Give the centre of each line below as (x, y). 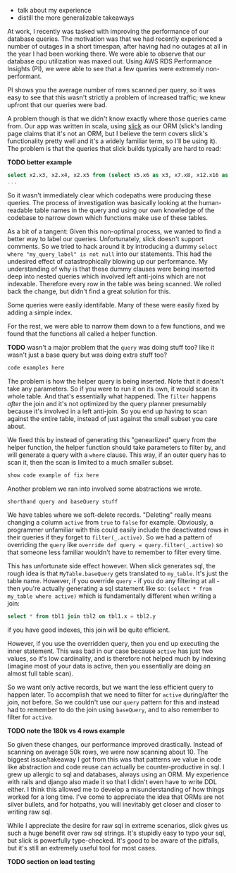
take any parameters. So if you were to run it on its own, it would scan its (113, 389)
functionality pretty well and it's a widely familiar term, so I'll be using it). (112, 141)
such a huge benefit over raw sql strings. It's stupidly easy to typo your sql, (117, 833)
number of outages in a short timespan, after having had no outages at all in (117, 46)
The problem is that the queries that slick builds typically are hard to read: (114, 148)
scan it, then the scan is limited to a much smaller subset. (91, 462)
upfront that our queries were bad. (57, 105)
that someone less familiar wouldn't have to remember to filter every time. (114, 552)
